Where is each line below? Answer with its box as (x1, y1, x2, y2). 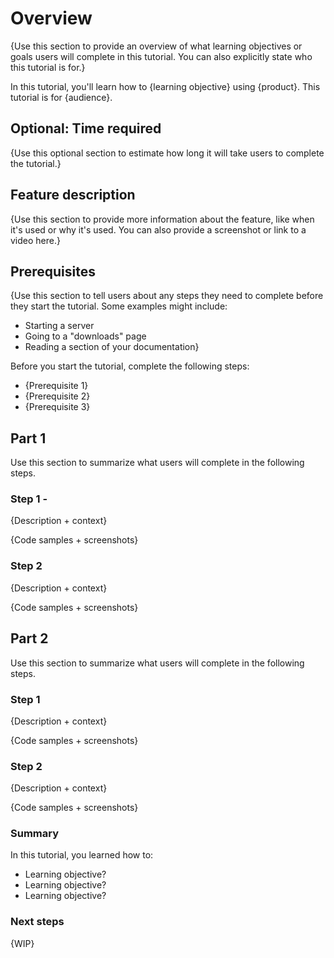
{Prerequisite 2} (24, 390, 91, 402)
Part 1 (10, 430, 47, 447)
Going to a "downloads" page (24, 330, 147, 342)
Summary (10, 827, 60, 841)
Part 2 (10, 630, 49, 647)
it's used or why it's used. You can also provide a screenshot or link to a (10, 223, 307, 236)
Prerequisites (10, 263, 96, 280)
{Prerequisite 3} (24, 401, 91, 413)
